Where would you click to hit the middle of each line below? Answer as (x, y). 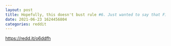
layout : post (19, 10)
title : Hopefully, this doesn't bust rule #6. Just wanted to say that (83, 15)
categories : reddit (26, 24)
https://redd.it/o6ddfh (28, 38)
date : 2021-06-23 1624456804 (36, 19)
